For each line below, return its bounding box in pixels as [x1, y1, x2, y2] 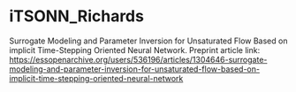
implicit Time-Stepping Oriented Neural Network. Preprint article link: [9, 44, 261, 55]
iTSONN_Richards [9, 6, 144, 27]
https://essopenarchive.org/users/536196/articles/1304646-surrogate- [9, 54, 268, 65]
